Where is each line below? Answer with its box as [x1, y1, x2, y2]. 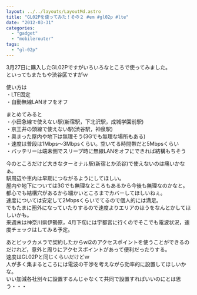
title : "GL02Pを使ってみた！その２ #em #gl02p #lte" [6, 14, 129, 20]
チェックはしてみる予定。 [11, 226, 74, 233]
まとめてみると [6, 110, 42, 118]
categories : [6, 25, 35, 31]
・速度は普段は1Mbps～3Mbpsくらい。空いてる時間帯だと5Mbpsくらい [6, 140, 179, 147]
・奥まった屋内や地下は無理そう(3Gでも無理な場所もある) [6, 133, 146, 140]
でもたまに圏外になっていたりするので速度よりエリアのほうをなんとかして [6, 204, 186, 211]
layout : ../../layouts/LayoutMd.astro [6, 8, 101, 15]
